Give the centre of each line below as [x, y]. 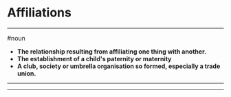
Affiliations [40, 13]
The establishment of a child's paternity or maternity [94, 58]
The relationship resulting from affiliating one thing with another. [112, 51]
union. [26, 73]
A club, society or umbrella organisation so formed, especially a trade [119, 66]
